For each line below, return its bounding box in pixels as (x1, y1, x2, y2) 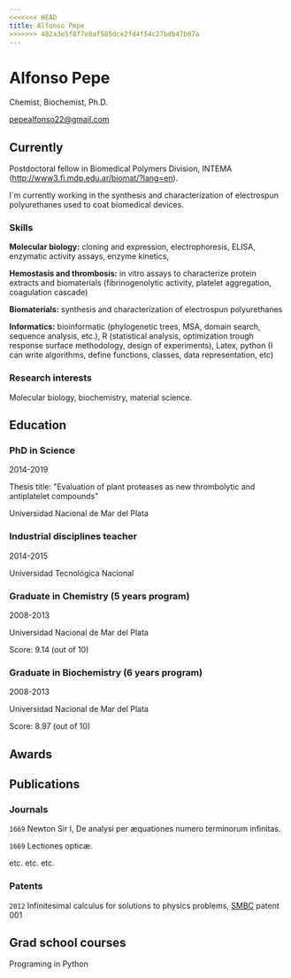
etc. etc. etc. (9, 857, 55, 869)
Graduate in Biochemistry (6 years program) (9, 666, 203, 678)
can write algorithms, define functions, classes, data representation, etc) (9, 349, 274, 360)
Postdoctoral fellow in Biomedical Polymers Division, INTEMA (9, 163, 233, 174)
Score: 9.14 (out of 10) (9, 645, 89, 654)
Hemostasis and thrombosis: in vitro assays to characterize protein (9, 268, 257, 279)
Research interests (9, 372, 93, 384)
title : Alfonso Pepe (9, 21, 86, 30)
